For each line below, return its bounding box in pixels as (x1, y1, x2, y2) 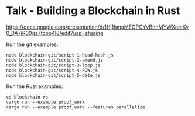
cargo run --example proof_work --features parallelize (6, 104, 145, 110)
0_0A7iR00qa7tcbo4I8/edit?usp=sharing (6, 29, 104, 36)
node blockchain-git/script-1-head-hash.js (6, 52, 114, 58)
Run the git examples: (6, 41, 59, 48)
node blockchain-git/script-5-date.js (6, 72, 101, 78)
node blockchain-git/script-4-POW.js (6, 67, 98, 73)
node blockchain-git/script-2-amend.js (6, 57, 104, 63)
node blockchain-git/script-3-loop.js (6, 62, 101, 68)
